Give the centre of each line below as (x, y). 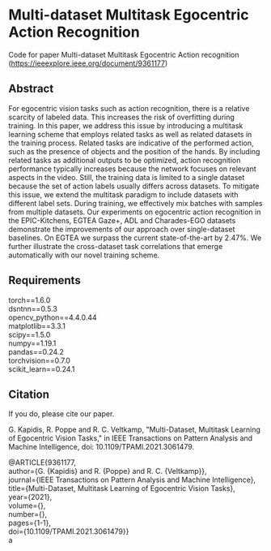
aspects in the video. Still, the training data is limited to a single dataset (127, 177)
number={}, (28, 514)
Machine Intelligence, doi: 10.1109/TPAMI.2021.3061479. (102, 447)
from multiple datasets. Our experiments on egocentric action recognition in (135, 212)
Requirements (44, 280)
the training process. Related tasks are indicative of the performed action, (131, 143)
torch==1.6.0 (30, 300)
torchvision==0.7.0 (40, 360)
